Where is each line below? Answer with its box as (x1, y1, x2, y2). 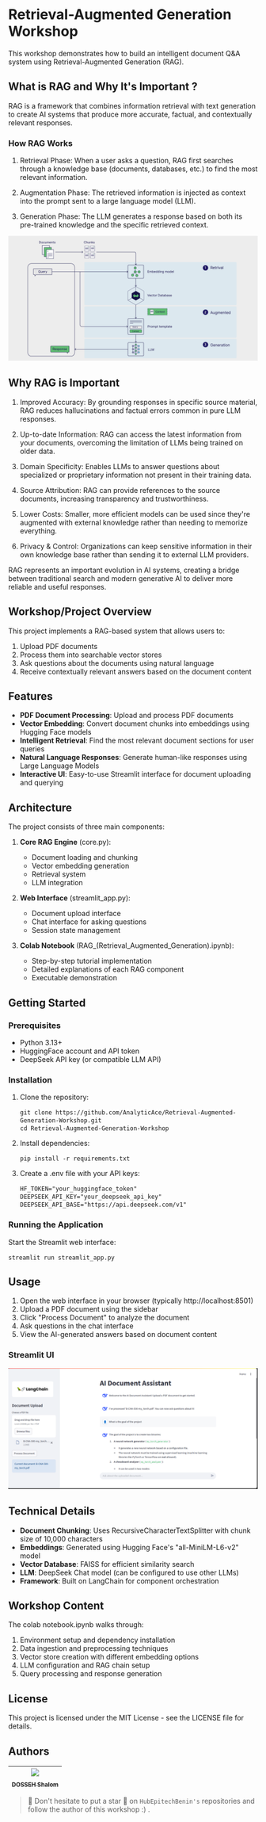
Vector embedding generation (31, 861, 130, 871)
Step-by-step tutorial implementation (31, 957, 153, 966)
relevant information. (19, 173, 88, 182)
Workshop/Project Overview (8, 605, 152, 619)
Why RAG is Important (8, 376, 120, 390)
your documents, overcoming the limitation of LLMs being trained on (19, 437, 244, 447)
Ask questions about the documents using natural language (19, 658, 215, 667)
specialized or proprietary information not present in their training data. (19, 470, 252, 479)
